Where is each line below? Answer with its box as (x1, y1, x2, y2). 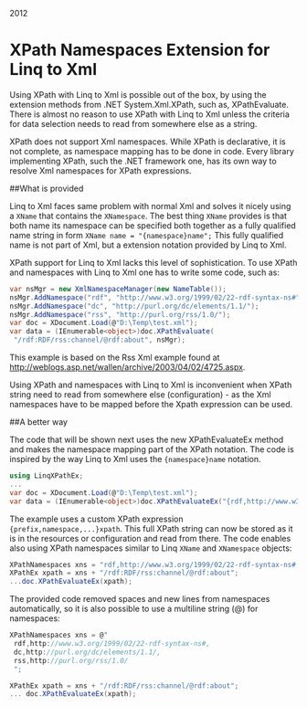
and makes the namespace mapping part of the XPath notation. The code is (9, 444, 294, 455)
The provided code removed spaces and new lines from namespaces (9, 594, 270, 605)
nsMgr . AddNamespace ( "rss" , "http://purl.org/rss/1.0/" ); (9, 310, 231, 319)
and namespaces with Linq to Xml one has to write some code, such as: (9, 267, 281, 278)
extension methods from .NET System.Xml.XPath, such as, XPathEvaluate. (9, 99, 290, 110)
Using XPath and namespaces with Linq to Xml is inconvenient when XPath (9, 379, 292, 391)
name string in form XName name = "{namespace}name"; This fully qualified (9, 229, 284, 240)
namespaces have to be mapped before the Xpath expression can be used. (9, 399, 293, 410)
